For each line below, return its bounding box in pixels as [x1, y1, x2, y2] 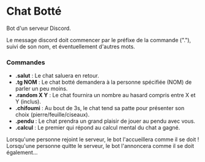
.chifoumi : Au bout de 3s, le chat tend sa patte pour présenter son [15, 105, 185, 112]
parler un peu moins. [15, 85, 68, 92]
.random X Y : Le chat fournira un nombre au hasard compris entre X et [15, 92, 196, 99]
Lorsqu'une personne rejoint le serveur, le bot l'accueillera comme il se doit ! [6, 136, 199, 143]
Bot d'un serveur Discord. [6, 24, 72, 32]
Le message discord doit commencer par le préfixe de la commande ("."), [6, 36, 192, 43]
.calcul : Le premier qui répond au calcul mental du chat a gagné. [15, 124, 181, 131]
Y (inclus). [15, 98, 42, 105]
